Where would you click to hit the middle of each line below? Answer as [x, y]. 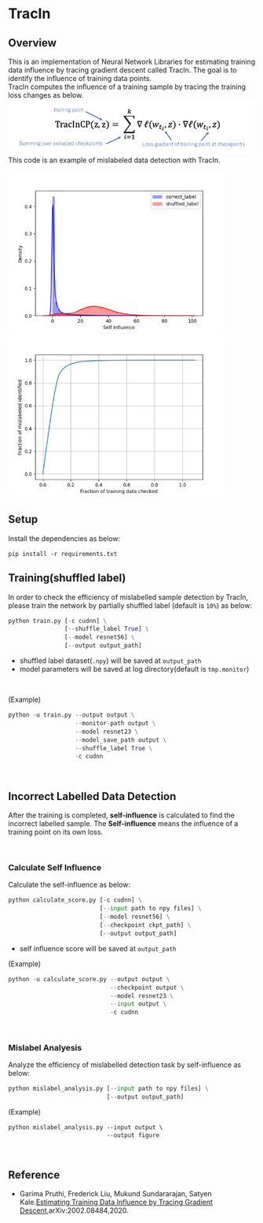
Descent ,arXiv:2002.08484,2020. [74, 1210]
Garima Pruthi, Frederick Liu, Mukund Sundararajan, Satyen [115, 1194]
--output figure [133, 1136]
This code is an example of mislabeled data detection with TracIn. [115, 160]
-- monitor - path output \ [115, 723]
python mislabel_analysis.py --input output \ [86, 1128]
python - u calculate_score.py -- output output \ [89, 979]
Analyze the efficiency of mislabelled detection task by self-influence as [125, 1065]
